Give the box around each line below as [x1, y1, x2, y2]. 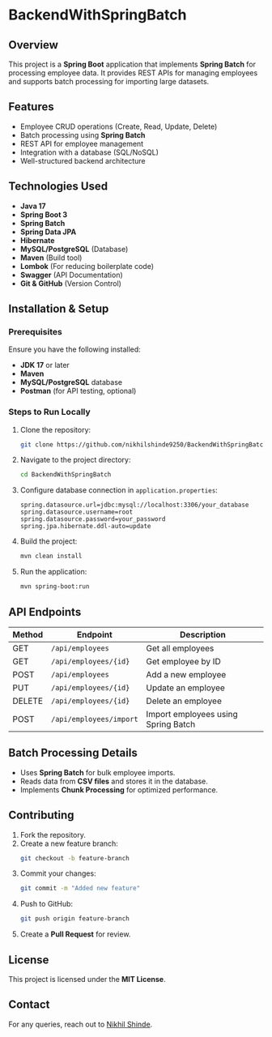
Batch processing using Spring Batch [19, 130, 146, 139]
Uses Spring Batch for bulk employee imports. [19, 767, 176, 777]
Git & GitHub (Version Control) [19, 278, 121, 288]
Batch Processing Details [8, 746, 138, 760]
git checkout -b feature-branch [19, 854, 130, 862]
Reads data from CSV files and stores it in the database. [19, 776, 209, 786]
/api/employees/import [51, 715, 139, 723]
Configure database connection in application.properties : [19, 485, 219, 495]
